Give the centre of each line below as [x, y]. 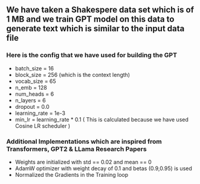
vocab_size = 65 [35, 81]
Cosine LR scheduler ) [43, 126]
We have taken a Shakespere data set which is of [100, 10]
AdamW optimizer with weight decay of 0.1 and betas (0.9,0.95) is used [103, 168]
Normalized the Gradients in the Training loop [72, 174]
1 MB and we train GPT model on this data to [90, 20]
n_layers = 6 [31, 100]
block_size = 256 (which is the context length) [73, 75]
